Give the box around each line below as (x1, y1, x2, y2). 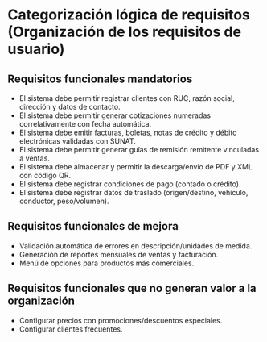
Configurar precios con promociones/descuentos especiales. (18, 315, 223, 325)
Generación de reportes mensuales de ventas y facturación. (18, 249, 219, 259)
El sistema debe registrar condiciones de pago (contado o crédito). (18, 179, 241, 189)
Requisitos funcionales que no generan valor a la (7, 282, 257, 295)
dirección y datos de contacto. (18, 102, 121, 111)
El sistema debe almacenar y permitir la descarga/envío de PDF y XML (18, 162, 253, 171)
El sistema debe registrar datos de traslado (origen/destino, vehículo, (18, 188, 249, 197)
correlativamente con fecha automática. (18, 119, 152, 128)
